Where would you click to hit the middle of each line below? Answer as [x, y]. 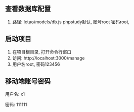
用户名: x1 [15, 94]
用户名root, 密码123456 [36, 64]
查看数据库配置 [28, 9]
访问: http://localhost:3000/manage [48, 58]
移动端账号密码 [28, 82]
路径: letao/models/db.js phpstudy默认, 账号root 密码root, [71, 22]
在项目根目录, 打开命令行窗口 [42, 52]
